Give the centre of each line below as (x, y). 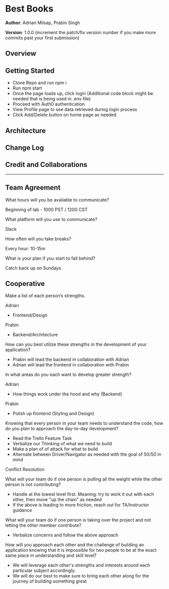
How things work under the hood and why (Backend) (67, 394)
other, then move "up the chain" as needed (57, 500)
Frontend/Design (30, 315)
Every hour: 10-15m (25, 248)
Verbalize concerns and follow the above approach (65, 535)
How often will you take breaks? (38, 239)
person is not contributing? (33, 484)
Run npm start (27, 88)
